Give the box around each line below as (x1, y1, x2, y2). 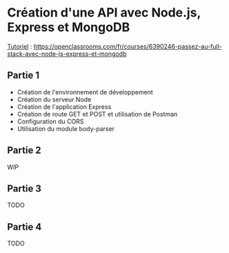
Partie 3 (7, 183, 41, 194)
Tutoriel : (7, 42, 32, 50)
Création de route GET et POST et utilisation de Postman (17, 110, 178, 118)
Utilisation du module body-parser (17, 124, 115, 132)
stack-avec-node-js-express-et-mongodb (7, 50, 127, 58)
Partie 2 (7, 145, 41, 156)
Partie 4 (7, 221, 42, 232)
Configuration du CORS (17, 117, 84, 125)
